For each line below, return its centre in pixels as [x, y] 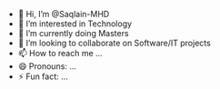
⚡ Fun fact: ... [43, 76]
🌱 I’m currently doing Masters [73, 33]
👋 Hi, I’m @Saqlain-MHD [64, 14]
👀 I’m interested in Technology [75, 24]
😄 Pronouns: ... [47, 66]
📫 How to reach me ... [60, 53]
